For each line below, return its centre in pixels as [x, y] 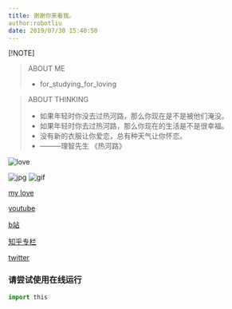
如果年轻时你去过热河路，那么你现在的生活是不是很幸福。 [134, 126]
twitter [19, 258]
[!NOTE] [22, 53]
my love [21, 193]
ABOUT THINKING [58, 100]
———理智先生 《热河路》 [83, 146]
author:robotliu [35, 23]
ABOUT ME [46, 69]
